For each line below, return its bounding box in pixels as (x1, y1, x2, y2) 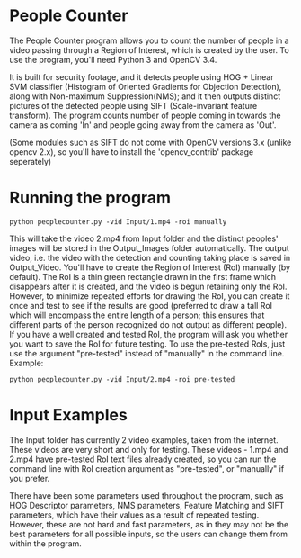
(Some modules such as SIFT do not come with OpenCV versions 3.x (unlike (9, 137, 292, 148)
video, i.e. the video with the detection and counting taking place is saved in (9, 252, 291, 263)
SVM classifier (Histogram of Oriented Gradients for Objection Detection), (9, 81, 282, 92)
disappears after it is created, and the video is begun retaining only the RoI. (9, 281, 288, 292)
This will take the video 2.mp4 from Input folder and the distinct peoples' (9, 233, 279, 244)
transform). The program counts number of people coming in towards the (9, 110, 281, 121)
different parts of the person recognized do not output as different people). (9, 319, 288, 329)
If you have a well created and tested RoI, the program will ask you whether (9, 328, 288, 339)
